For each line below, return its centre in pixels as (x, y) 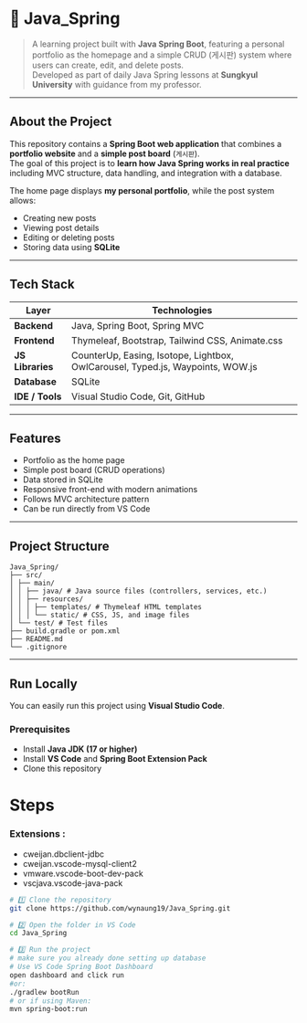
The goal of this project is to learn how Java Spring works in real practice (149, 163)
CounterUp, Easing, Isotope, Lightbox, (153, 355)
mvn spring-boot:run (49, 1009)
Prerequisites (40, 729)
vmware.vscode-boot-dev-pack (83, 873)
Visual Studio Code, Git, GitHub (138, 396)
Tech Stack (42, 285)
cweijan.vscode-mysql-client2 (79, 863)
